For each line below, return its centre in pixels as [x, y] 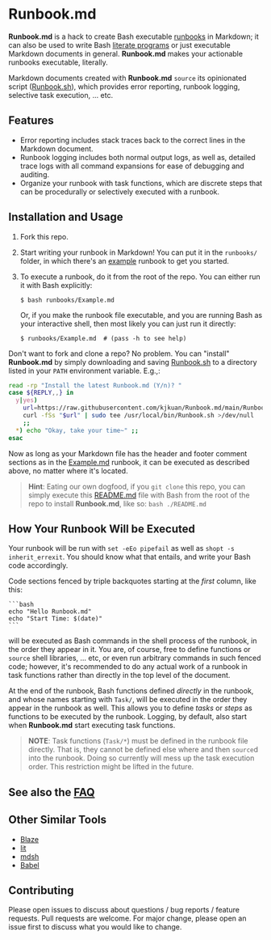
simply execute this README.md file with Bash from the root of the [139, 495]
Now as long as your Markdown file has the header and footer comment [128, 453]
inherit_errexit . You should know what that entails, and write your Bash [130, 557]
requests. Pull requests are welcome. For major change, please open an [127, 918]
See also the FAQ [52, 792]
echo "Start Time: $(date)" [56, 619]
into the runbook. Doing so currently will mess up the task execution [141, 758]
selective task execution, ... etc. [61, 95]
